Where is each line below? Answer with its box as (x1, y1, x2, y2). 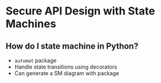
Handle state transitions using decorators (14, 63, 118, 70)
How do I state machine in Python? (5, 41, 139, 51)
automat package (14, 57, 57, 64)
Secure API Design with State (5, 4, 155, 18)
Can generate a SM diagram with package (14, 70, 119, 76)
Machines (5, 17, 57, 31)
